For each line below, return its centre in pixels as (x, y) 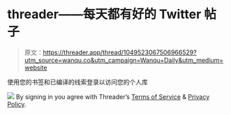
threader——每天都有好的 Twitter (104, 14)
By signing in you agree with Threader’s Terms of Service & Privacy (113, 97)
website (36, 68)
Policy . (17, 104)
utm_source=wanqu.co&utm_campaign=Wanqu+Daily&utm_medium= (124, 60)
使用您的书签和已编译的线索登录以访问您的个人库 (77, 82)
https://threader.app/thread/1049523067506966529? (120, 52)
